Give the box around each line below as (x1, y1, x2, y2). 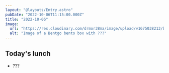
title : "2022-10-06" (5, 17, 49, 22)
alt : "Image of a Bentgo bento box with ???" (10, 31, 107, 36)
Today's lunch (5, 49, 51, 58)
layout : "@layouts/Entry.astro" (5, 7, 73, 13)
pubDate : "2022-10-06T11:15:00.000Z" (5, 12, 84, 17)
